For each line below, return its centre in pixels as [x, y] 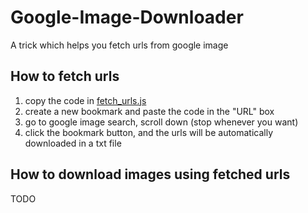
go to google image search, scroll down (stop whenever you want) [161, 122]
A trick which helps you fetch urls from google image [119, 45]
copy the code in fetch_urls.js [85, 100]
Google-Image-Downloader [127, 17]
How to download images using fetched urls [150, 174]
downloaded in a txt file [73, 143]
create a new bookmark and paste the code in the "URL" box [149, 111]
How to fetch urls [65, 76]
